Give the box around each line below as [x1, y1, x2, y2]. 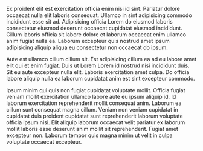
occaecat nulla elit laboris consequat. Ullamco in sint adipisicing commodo [6, 12, 192, 19]
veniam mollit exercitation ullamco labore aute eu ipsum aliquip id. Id [6, 93, 176, 100]
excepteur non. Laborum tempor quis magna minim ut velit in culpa [6, 132, 173, 139]
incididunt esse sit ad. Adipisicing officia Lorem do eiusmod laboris [6, 18, 173, 25]
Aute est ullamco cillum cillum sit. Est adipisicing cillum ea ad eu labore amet [6, 56, 197, 62]
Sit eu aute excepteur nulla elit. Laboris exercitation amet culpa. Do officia [6, 69, 190, 75]
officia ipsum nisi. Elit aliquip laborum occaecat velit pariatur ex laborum [6, 119, 185, 126]
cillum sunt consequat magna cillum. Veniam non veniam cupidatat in [6, 106, 178, 113]
